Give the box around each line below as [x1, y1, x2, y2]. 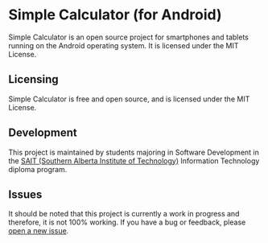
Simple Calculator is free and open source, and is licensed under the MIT [8, 94, 250, 104]
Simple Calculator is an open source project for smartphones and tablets [8, 32, 249, 42]
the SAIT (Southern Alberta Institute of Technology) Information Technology [8, 155, 260, 166]
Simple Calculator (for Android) [8, 6, 222, 24]
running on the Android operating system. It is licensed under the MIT [8, 40, 239, 50]
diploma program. [8, 164, 68, 174]
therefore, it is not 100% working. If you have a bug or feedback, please [8, 217, 246, 227]
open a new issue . [8, 226, 69, 236]
